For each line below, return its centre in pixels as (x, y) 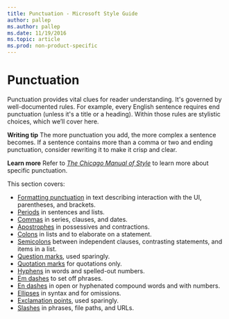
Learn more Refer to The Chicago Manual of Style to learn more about (108, 163)
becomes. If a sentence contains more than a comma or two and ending (110, 142)
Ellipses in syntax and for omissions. (69, 293)
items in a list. (37, 249)
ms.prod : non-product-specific (52, 46)
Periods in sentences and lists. (61, 212)
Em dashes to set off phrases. (60, 278)
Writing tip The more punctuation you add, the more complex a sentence (112, 135)
